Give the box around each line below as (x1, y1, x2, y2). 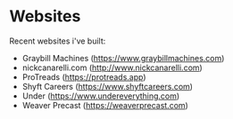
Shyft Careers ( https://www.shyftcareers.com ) (21, 81, 194, 91)
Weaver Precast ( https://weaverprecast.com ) (21, 99, 189, 110)
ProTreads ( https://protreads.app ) (21, 71, 146, 82)
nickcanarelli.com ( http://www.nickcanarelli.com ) (21, 62, 203, 73)
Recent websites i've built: (9, 36, 106, 46)
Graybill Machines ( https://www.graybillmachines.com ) (21, 52, 225, 63)
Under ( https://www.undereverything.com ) (21, 91, 180, 101)
